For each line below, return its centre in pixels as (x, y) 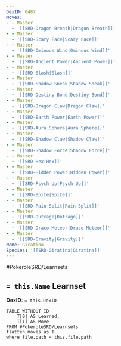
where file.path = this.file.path (49, 338)
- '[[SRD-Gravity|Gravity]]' (48, 239)
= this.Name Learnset (46, 286)
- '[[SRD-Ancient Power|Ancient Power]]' (64, 61)
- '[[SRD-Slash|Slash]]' (42, 73)
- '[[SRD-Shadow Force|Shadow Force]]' (61, 150)
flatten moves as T (30, 332)
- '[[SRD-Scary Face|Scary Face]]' (56, 39)
